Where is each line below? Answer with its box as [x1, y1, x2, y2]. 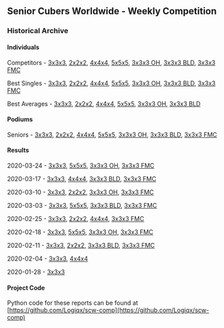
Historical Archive [7, 26, 69, 36]
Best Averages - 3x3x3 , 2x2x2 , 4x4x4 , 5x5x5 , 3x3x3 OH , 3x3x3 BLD [7, 99, 201, 108]
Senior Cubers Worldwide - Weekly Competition [7, 5, 217, 17]
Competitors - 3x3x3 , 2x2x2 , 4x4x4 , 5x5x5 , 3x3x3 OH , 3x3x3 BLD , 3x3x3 [7, 58, 216, 67]
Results [7, 146, 29, 154]
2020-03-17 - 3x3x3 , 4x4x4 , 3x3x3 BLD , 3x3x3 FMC [7, 174, 156, 183]
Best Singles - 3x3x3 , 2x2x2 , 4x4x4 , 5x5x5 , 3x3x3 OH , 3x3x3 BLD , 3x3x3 [7, 79, 216, 87]
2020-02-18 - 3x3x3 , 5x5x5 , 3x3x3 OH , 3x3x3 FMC [7, 228, 153, 236]
